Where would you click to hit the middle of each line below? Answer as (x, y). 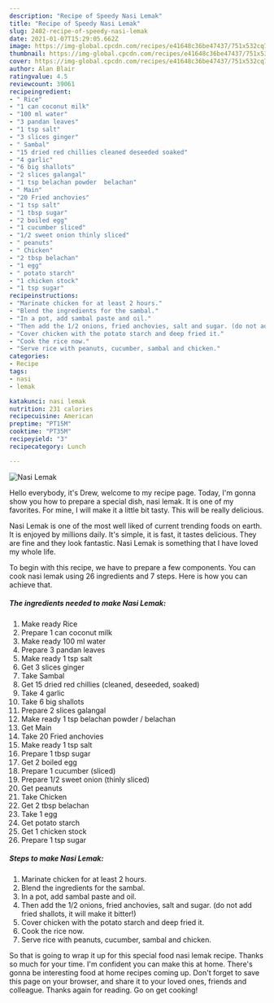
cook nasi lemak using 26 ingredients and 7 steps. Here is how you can (128, 576)
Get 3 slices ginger (52, 667)
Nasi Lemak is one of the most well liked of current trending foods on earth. (136, 525)
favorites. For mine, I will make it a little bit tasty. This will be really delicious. (137, 510)
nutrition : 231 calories (51, 409)
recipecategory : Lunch (48, 447)
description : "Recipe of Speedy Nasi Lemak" (86, 16)
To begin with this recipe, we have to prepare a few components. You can (133, 567)
